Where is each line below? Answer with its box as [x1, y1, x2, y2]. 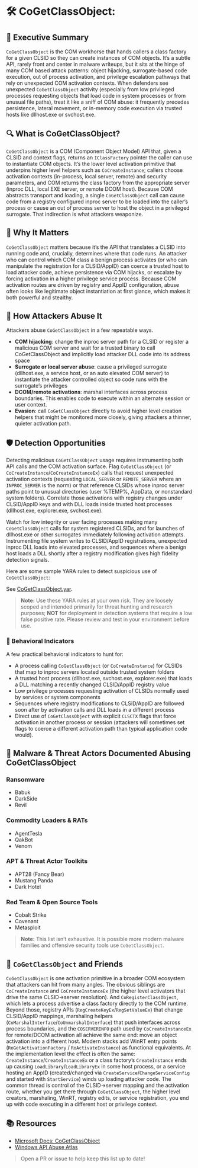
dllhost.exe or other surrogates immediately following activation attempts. [6, 531, 185, 538]
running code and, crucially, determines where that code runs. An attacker [6, 249, 187, 257]
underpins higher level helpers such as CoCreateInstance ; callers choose [6, 167, 183, 174]
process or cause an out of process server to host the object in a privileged [6, 204, 190, 211]
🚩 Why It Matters [6, 228, 69, 238]
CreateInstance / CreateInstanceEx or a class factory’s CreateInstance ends [6, 1056, 187, 1064]
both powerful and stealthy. [6, 294, 73, 301]
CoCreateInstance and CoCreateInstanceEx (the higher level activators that [6, 987, 186, 994]
